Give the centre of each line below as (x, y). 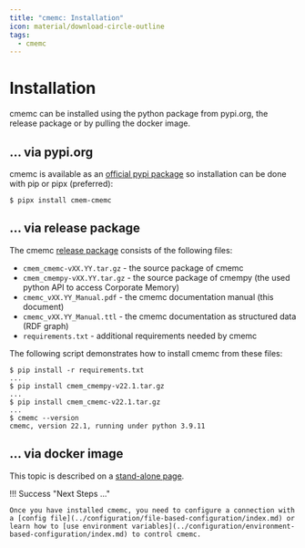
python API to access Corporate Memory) (101, 287)
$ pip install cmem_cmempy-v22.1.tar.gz (87, 386)
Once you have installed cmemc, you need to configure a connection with (152, 510)
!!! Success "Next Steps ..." (60, 493)
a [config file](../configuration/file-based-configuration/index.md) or (152, 518)
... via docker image (66, 454)
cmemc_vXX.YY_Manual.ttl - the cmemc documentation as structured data (159, 316)
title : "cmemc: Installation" (67, 18)
